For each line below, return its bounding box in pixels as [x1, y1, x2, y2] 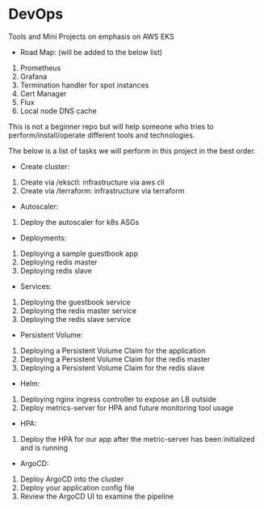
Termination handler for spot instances [19, 80, 149, 90]
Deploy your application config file [19, 482, 135, 492]
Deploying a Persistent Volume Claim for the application [19, 346, 206, 355]
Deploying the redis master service [19, 305, 137, 316]
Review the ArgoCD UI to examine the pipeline [19, 491, 174, 501]
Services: [19, 281, 52, 291]
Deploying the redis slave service [19, 314, 132, 324]
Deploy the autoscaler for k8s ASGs [19, 217, 140, 227]
